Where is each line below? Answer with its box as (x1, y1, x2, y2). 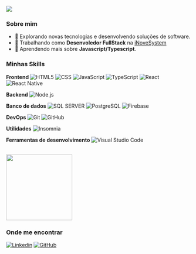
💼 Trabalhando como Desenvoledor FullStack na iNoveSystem (14, 39, 167, 46)
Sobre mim (6, 19, 38, 28)
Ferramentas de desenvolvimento (6, 136, 90, 143)
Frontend (6, 73, 29, 80)
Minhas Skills (6, 60, 45, 68)
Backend (6, 91, 28, 98)
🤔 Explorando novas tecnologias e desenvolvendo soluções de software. (14, 33, 191, 40)
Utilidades (6, 125, 32, 132)
